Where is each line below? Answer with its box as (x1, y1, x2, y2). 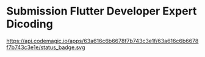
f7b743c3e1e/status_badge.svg (6, 44, 85, 51)
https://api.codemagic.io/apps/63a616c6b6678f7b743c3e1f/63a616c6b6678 (6, 37, 199, 44)
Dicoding (6, 17, 53, 31)
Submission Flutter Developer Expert (6, 4, 197, 18)
